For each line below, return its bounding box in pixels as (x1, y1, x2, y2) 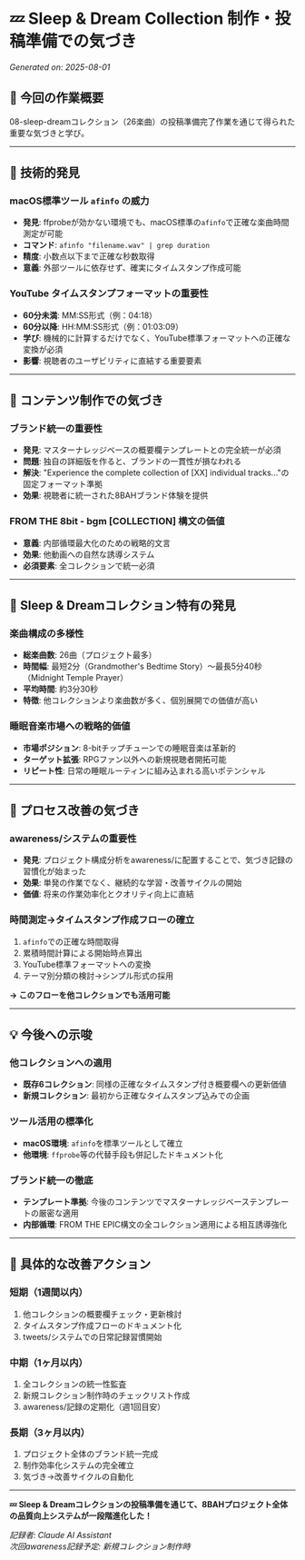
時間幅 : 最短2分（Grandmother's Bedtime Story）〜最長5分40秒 (22, 661, 262, 672)
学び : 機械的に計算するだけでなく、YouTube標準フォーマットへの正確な (22, 333, 291, 343)
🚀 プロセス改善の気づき (9, 803, 140, 819)
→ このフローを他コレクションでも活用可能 (9, 989, 171, 1000)
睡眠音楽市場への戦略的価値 (9, 720, 131, 732)
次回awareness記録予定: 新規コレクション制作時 (9, 1541, 191, 1552)
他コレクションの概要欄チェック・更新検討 (22, 1308, 182, 1319)
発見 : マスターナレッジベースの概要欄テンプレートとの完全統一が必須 (22, 444, 281, 455)
